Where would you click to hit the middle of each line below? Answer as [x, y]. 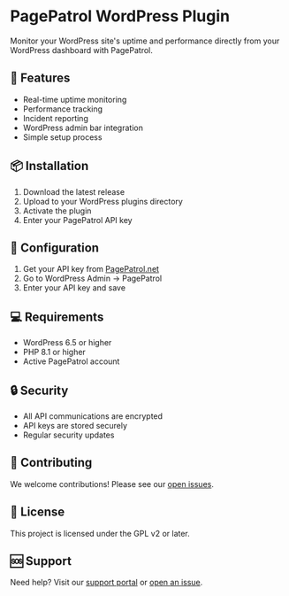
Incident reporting [56, 118]
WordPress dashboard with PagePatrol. [81, 50]
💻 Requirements [57, 317]
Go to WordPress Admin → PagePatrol [92, 279]
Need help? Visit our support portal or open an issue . [106, 583]
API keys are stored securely [75, 426]
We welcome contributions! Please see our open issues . [112, 484]
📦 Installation [49, 166]
